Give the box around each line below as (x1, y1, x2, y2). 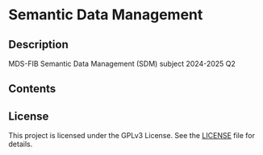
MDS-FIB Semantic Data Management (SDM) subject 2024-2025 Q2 (8, 59, 236, 68)
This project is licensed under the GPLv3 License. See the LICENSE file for (8, 131, 256, 141)
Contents (8, 82, 56, 96)
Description (8, 38, 69, 51)
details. (8, 139, 33, 149)
